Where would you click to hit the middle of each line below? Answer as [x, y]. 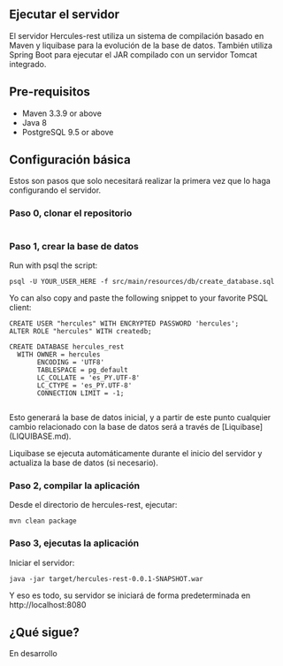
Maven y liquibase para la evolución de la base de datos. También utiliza [141, 45]
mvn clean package [43, 521]
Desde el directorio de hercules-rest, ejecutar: [93, 505]
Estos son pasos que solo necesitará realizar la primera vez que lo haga [140, 181]
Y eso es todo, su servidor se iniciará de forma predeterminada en [130, 595]
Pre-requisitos [50, 92]
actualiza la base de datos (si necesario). [84, 463]
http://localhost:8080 [48, 604]
